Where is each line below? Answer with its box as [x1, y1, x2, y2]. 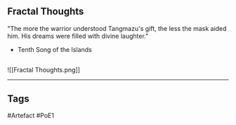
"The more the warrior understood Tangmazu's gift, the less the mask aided [7, 24, 227, 32]
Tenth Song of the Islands [17, 45, 93, 53]
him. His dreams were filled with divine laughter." [7, 32, 149, 40]
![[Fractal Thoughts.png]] [7, 66, 81, 74]
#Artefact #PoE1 [7, 112, 55, 120]
